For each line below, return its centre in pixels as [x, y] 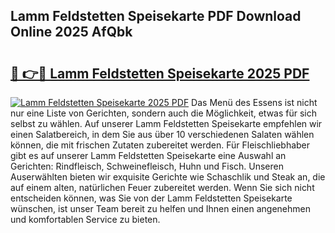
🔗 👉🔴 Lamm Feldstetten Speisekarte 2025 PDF [160, 73]
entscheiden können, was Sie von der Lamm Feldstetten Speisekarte [151, 198]
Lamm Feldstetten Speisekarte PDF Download [156, 16]
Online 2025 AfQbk [71, 32]
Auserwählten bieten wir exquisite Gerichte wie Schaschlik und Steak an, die [168, 177]
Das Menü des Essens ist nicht [254, 102]
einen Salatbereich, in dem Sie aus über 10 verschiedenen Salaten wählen [162, 134]
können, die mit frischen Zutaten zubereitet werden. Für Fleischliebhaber [160, 145]
